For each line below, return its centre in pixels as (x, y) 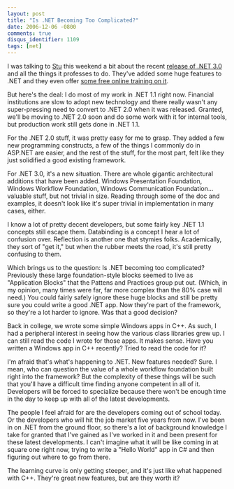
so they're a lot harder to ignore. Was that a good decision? (93, 312)
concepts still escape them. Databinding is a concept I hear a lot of (103, 232)
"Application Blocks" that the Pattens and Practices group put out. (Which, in (117, 283)
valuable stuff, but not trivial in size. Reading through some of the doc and (114, 196)
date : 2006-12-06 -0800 (42, 27)
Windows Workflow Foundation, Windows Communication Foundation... (110, 189)
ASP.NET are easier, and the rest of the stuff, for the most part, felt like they (116, 153)
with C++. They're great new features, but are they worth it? (94, 478)
